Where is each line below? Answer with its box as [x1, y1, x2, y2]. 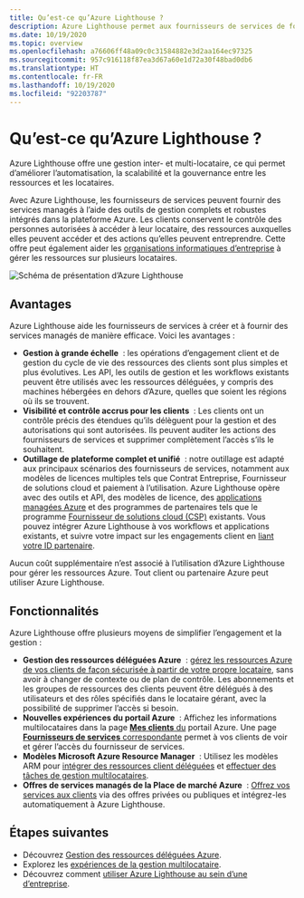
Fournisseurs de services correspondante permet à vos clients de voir [22, 731, 288, 743]
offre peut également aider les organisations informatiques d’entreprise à [9, 243, 282, 254]
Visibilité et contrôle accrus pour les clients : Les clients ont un [22, 405, 264, 417]
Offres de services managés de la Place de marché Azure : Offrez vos [22, 780, 290, 791]
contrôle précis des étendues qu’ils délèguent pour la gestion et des [22, 415, 277, 426]
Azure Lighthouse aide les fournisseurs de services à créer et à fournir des [9, 321, 289, 332]
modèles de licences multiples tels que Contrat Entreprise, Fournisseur [22, 473, 287, 484]
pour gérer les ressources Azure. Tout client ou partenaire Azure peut [9, 567, 269, 578]
